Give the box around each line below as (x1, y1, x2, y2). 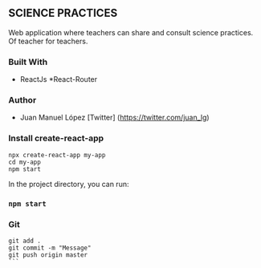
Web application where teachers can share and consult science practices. (8, 27, 254, 37)
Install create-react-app (8, 132, 104, 144)
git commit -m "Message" (8, 244, 92, 252)
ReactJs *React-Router (19, 75, 98, 84)
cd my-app (8, 158, 42, 166)
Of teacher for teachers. (8, 36, 88, 46)
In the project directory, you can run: (8, 179, 129, 189)
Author (8, 95, 37, 106)
